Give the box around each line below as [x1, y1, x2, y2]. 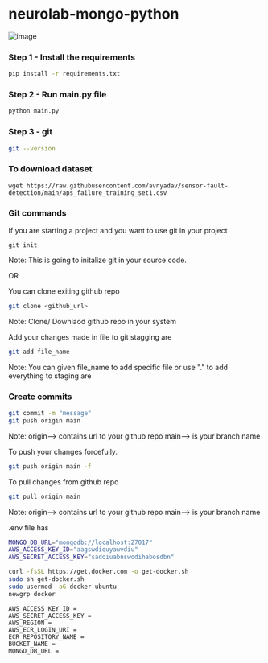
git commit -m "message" [8, 410, 92, 418]
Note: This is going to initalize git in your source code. [8, 255, 188, 266]
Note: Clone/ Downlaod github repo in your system [8, 316, 177, 326]
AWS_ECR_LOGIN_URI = [8, 625, 78, 634]
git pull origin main [8, 492, 81, 500]
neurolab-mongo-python [8, 5, 179, 23]
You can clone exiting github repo [8, 286, 120, 296]
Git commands [8, 207, 67, 218]
